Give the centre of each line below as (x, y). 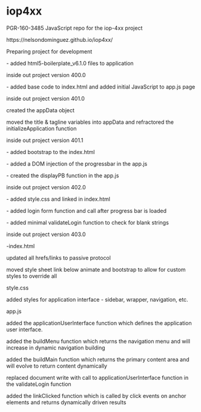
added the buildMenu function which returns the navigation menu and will (98, 341)
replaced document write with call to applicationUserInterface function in (97, 377)
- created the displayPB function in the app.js (63, 175)
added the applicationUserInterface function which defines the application (99, 323)
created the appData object (40, 110)
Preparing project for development (49, 51)
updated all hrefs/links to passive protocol (58, 258)
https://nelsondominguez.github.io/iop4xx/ (60, 39)
